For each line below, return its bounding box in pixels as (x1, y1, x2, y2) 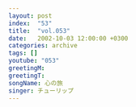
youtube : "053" (8, 57, 60, 65)
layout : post (8, 11, 53, 20)
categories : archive (8, 42, 79, 50)
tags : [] (8, 49, 38, 57)
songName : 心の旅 (8, 79, 63, 87)
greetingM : (8, 64, 45, 72)
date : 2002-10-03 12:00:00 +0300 (8, 34, 129, 43)
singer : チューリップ (8, 86, 74, 95)
